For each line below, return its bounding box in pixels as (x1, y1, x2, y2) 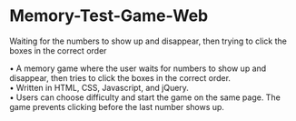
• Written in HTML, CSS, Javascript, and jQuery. (9, 82, 189, 93)
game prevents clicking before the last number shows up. (9, 101, 225, 112)
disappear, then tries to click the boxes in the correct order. (9, 72, 232, 83)
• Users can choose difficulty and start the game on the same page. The (9, 92, 281, 103)
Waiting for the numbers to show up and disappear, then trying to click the (9, 35, 288, 46)
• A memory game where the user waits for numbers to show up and (9, 63, 267, 74)
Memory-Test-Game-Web (9, 5, 209, 26)
